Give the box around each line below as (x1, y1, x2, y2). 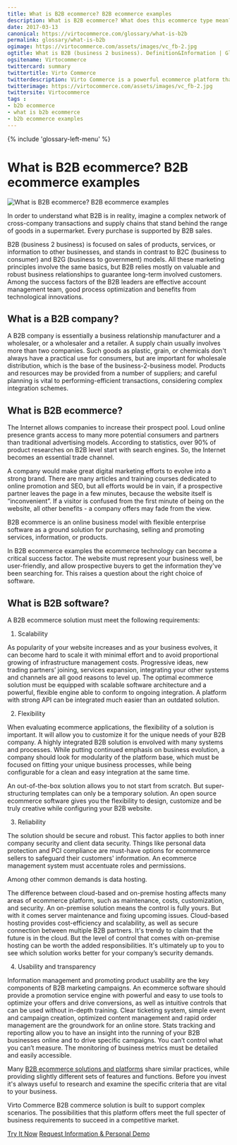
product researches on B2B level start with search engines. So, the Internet (7, 446, 226, 454)
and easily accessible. (7, 1051, 72, 1059)
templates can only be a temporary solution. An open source (40, 789, 217, 797)
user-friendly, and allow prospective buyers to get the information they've (7, 562, 222, 570)
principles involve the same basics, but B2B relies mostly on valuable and (7, 262, 221, 271)
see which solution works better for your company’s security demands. (7, 949, 214, 957)
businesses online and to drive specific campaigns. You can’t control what (7, 1036, 224, 1044)
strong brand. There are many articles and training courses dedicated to (7, 474, 217, 483)
